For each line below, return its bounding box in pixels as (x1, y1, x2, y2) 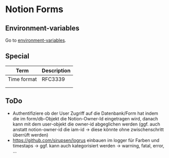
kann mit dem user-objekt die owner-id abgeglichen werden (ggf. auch (12, 121, 160, 127)
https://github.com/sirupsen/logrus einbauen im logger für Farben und (12, 137, 159, 143)
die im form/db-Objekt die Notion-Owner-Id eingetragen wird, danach (12, 115, 158, 121)
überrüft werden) (12, 132, 49, 138)
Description (41, 67, 71, 74)
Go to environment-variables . (5, 37, 67, 43)
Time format (8, 75, 37, 82)
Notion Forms (5, 4, 64, 15)
